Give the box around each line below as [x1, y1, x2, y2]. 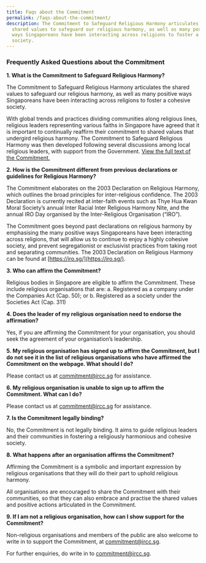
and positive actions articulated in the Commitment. [6, 501, 137, 508]
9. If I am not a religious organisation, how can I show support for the [6, 513, 185, 521]
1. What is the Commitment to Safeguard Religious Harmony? [6, 72, 166, 79]
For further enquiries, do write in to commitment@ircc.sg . [6, 550, 151, 557]
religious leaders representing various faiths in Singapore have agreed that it [6, 122, 200, 129]
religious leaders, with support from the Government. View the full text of [6, 148, 191, 155]
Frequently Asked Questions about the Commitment [6, 58, 165, 66]
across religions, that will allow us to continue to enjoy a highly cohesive [6, 236, 189, 243]
